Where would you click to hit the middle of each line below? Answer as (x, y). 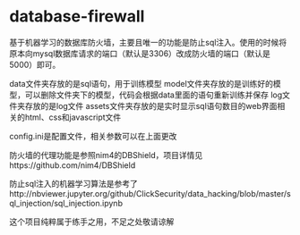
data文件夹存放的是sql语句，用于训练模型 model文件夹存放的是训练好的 (141, 83)
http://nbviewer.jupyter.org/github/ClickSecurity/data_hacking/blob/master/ (148, 193)
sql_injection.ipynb (88, 203)
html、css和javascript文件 (73, 117)
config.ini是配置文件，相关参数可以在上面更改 (93, 136)
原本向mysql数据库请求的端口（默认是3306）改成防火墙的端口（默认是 (140, 53)
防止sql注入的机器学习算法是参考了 (74, 183)
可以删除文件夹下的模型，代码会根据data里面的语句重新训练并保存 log (154, 95)
